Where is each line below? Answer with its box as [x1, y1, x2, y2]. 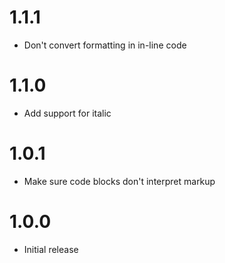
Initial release [23, 243, 79, 255]
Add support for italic [23, 107, 112, 119]
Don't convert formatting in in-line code [23, 39, 187, 51]
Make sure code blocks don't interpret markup [23, 175, 216, 187]
